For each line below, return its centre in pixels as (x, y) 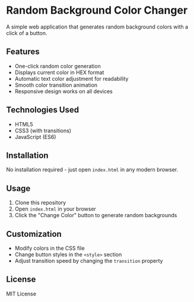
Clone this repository (40, 203)
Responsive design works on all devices (63, 91)
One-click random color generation (58, 66)
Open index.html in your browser (55, 209)
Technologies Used (42, 110)
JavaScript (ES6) (35, 136)
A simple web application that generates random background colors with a (97, 27)
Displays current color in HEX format (59, 72)
